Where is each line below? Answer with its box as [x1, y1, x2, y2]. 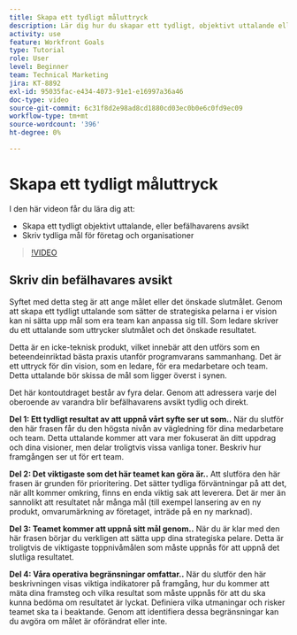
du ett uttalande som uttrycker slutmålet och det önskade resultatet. [9, 324, 257, 335]
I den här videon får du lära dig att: [9, 203, 135, 213]
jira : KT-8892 [9, 79, 62, 88]
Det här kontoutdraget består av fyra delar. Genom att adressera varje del [9, 387, 277, 398]
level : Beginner [9, 63, 69, 72]
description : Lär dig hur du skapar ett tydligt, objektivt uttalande [9, 21, 275, 30]
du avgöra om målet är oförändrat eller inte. [9, 616, 168, 626]
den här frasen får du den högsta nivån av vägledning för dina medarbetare [9, 422, 285, 434]
